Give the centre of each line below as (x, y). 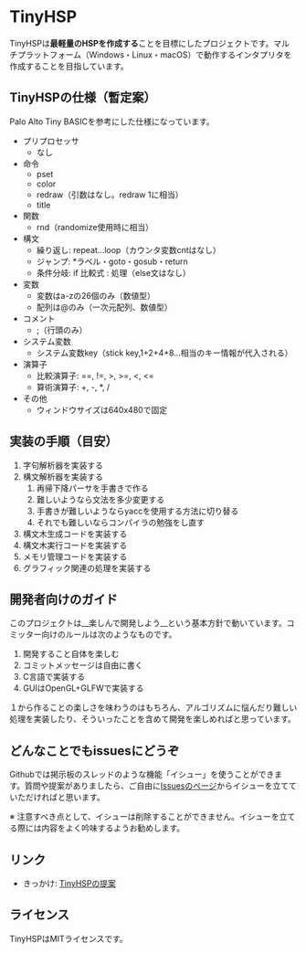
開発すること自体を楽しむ (71, 654)
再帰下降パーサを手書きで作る (92, 488)
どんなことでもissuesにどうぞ (95, 751)
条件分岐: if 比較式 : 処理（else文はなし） (114, 272)
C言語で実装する (54, 677)
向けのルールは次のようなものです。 (109, 635)
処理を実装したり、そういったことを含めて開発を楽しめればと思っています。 (153, 719)
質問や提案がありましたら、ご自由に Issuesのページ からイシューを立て (157, 786)
